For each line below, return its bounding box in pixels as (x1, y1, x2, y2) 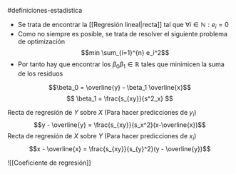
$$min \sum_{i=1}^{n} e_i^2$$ (81, 48, 170, 56)
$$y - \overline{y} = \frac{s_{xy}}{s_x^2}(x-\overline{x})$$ (33, 121, 207, 129)
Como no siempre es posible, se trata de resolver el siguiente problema (17, 29, 228, 38)
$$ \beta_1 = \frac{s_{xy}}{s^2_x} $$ (66, 94, 173, 103)
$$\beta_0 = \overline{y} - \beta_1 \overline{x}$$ (48, 83, 191, 91)
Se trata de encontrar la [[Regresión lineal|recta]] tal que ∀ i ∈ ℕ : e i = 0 (17, 21, 230, 31)
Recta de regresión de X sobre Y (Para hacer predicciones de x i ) (7, 132, 197, 142)
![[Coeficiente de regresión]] (7, 158, 91, 167)
